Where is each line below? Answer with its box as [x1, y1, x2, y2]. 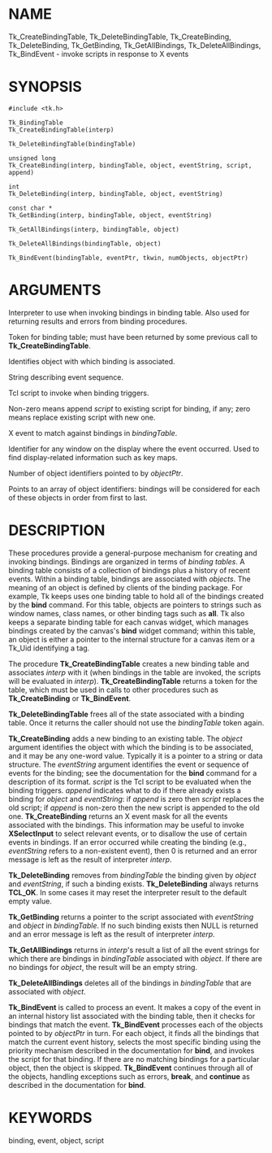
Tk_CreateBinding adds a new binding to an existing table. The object [8, 733, 243, 743]
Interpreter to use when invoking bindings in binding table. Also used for [8, 307, 250, 317]
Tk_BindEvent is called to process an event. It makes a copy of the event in [8, 1002, 261, 1012]
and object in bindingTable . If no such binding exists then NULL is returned [8, 920, 258, 930]
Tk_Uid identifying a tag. [8, 643, 90, 653]
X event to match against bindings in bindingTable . [8, 428, 178, 437]
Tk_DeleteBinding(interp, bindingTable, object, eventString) [8, 189, 223, 198]
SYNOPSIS [8, 78, 83, 96]
